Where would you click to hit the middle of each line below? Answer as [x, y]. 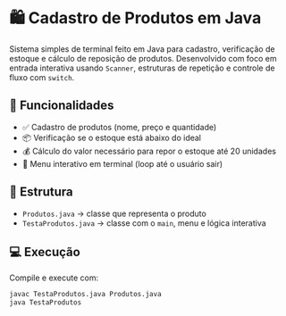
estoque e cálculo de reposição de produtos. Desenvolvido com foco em [143, 58]
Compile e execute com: [54, 278]
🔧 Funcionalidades [62, 106]
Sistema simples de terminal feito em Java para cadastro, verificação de [142, 49]
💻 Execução [45, 252]
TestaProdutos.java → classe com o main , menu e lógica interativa [144, 223]
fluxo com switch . [42, 77]
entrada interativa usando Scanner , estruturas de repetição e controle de [142, 68]
